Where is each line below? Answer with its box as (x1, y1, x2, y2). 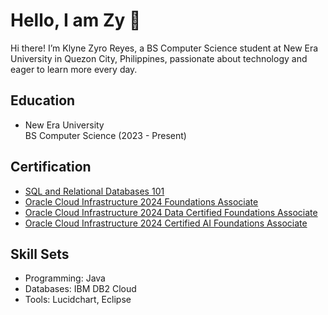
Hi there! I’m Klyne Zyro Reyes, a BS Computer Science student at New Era (10, 42, 319, 54)
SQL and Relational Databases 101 (24, 185, 165, 197)
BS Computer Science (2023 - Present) (24, 129, 187, 141)
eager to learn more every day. (10, 63, 138, 75)
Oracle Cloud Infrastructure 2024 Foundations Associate (24, 195, 259, 208)
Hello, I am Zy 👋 (10, 9, 142, 32)
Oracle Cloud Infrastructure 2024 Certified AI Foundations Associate (24, 217, 308, 229)
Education (10, 92, 76, 109)
